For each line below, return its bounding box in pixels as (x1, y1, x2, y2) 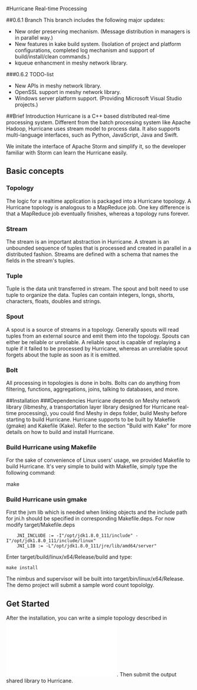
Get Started (6, 598, 50, 608)
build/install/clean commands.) (14, 53, 90, 60)
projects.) (14, 101, 38, 108)
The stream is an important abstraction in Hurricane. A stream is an (6, 238, 169, 245)
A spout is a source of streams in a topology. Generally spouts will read (6, 326, 179, 333)
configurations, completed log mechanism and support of (14, 47, 155, 54)
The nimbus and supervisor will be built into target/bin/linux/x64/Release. (6, 575, 185, 582)
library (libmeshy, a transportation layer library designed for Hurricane (6, 403, 176, 410)
